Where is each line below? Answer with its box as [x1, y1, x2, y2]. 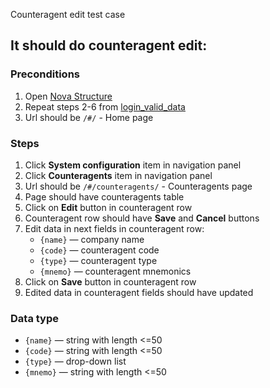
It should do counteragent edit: [10, 37, 208, 54]
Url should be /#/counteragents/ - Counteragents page [24, 180, 253, 192]
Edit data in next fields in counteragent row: [24, 222, 205, 234]
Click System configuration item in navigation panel [24, 159, 242, 171]
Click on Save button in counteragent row [24, 275, 197, 288]
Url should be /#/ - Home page [24, 111, 154, 123]
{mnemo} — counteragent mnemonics [39, 265, 192, 277]
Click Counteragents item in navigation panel [24, 169, 213, 181]
